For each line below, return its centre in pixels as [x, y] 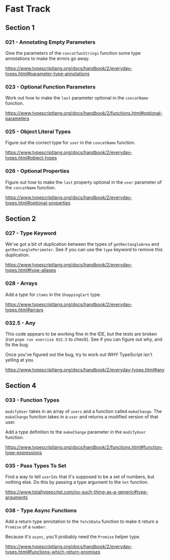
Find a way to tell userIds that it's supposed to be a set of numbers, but [80, 477]
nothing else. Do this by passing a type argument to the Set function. [77, 482]
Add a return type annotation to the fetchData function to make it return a [82, 521]
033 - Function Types [32, 400]
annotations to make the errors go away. [47, 58]
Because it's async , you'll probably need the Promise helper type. [73, 537]
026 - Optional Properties [37, 171]
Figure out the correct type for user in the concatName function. [71, 143]
